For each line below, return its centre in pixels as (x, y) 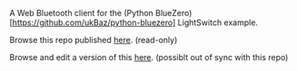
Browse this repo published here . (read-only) (94, 40)
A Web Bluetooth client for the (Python (82, 13)
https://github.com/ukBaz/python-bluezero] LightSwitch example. (135, 22)
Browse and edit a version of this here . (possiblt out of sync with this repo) (149, 57)
